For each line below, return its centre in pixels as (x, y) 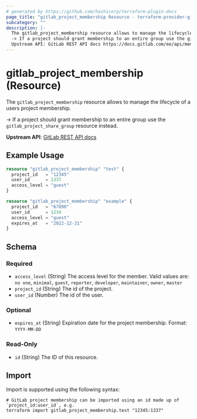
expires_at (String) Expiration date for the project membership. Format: (101, 323)
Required (19, 263)
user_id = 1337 (36, 180)
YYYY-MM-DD (28, 330)
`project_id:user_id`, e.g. (40, 406)
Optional (18, 310)
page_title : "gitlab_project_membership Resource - (70, 17)
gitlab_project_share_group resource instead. (62, 125)
